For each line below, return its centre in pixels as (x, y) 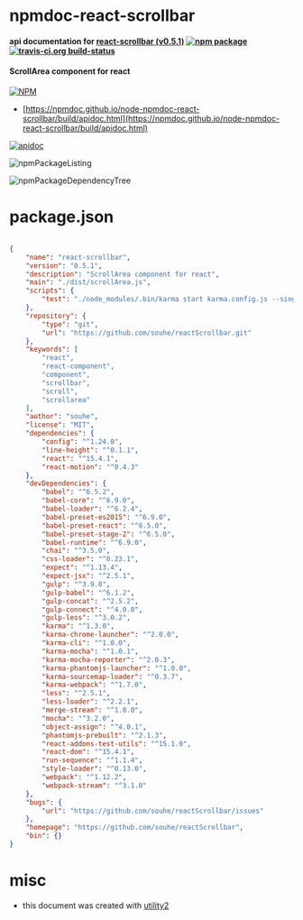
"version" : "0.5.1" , (64, 266)
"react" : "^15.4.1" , (80, 458)
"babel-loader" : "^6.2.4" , (92, 509)
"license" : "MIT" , (60, 425)
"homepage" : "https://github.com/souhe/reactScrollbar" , (135, 828)
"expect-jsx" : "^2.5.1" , (88, 576)
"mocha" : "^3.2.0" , (78, 718)
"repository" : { (56, 316)
